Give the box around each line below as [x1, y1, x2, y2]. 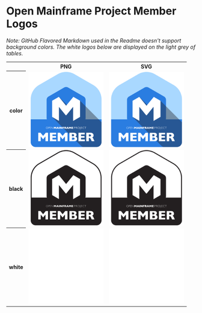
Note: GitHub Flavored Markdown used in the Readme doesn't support [6, 37, 182, 44]
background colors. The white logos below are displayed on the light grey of [6, 43, 196, 51]
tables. [6, 49, 23, 57]
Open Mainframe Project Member [6, 4, 177, 18]
